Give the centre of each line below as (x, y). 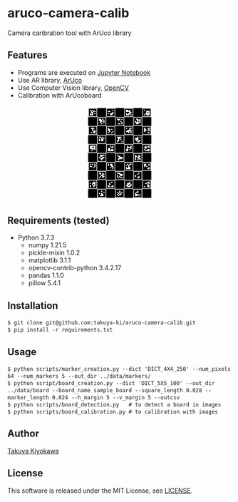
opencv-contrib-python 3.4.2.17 (75, 268)
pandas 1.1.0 (46, 275)
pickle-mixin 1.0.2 (54, 253)
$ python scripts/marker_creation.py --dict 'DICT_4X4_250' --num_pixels (119, 369)
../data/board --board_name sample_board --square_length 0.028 (105, 391)
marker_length (29, 398)
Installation (33, 306)
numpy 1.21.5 (47, 245)
